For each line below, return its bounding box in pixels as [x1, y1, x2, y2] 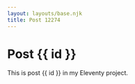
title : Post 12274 [7, 17, 61, 23]
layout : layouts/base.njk [7, 10, 82, 17]
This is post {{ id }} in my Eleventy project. [7, 69, 129, 77]
